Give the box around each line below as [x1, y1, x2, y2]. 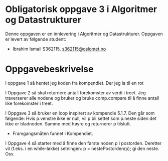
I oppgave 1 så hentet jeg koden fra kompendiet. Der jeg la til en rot [5, 80, 144, 86]
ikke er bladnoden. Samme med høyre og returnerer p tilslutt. [5, 120, 131, 126]
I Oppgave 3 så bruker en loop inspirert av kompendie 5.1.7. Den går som [5, 110, 155, 116]
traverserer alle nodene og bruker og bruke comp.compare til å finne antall [5, 95, 159, 101]
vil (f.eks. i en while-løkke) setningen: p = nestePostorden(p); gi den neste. [5, 145, 159, 151]
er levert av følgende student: [5, 36, 66, 42]
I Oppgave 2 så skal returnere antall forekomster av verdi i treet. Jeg [5, 89, 146, 96]
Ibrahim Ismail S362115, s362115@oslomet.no [12, 46, 106, 52]
